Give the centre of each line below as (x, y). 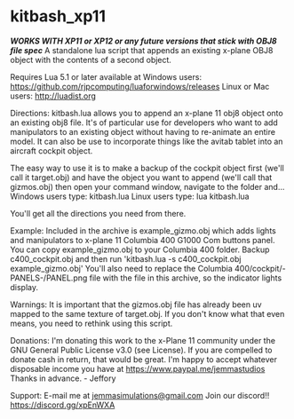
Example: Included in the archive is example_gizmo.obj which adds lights (143, 230)
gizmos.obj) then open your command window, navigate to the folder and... (147, 186)
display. (24, 287)
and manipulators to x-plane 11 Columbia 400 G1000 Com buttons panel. (143, 240)
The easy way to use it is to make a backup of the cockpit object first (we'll (147, 168)
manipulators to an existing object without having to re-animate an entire (143, 131)
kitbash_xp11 (58, 16)
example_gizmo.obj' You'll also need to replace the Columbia (122, 268)
